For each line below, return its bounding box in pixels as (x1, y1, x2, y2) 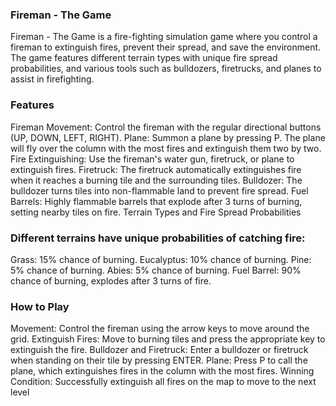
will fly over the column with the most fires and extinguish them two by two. (10, 142, 322, 154)
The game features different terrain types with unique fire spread (10, 52, 278, 64)
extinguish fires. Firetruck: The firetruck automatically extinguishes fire (10, 163, 302, 175)
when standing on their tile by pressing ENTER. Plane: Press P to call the (10, 354, 308, 367)
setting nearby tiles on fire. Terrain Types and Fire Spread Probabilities (10, 206, 302, 218)
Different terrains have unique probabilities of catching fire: (10, 231, 306, 245)
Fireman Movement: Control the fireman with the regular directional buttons (10, 121, 322, 133)
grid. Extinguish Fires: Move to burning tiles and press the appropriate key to (10, 333, 326, 345)
